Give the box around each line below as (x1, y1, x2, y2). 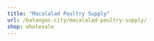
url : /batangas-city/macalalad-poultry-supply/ (7, 17, 148, 24)
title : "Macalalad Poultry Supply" (7, 10, 110, 17)
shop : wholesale (7, 23, 54, 30)
